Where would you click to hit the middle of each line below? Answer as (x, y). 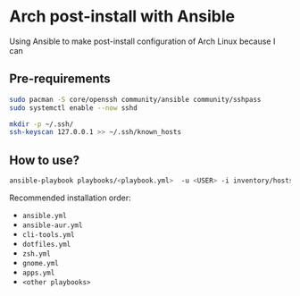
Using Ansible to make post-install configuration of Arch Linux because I (142, 41)
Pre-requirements (60, 79)
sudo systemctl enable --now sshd (74, 108)
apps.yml (38, 273)
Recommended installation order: (70, 198)
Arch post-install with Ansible (122, 17)
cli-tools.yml (48, 234)
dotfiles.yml (46, 244)
